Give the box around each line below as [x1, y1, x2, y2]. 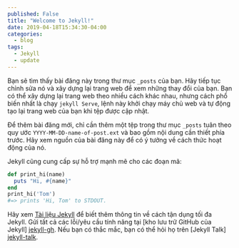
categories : [7, 30, 43, 38]
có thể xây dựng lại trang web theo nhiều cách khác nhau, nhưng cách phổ [7, 91, 228, 100]
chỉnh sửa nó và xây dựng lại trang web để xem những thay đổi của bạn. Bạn [7, 83, 233, 93]
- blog [14, 37, 34, 44]
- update [14, 57, 40, 64]
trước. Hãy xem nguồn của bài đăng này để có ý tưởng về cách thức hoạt [7, 135, 222, 144]
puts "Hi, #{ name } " [14, 177, 72, 185]
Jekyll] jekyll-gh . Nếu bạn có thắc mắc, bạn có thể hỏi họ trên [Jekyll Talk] [7, 225, 226, 234]
